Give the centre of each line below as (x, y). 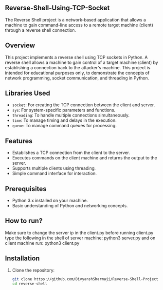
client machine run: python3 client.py (42, 243)
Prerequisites (26, 189)
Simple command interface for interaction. (54, 174)
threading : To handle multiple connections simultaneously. (71, 115)
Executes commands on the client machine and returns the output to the (84, 158)
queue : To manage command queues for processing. (64, 126)
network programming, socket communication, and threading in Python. (77, 78)
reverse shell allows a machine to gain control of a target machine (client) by (81, 62)
